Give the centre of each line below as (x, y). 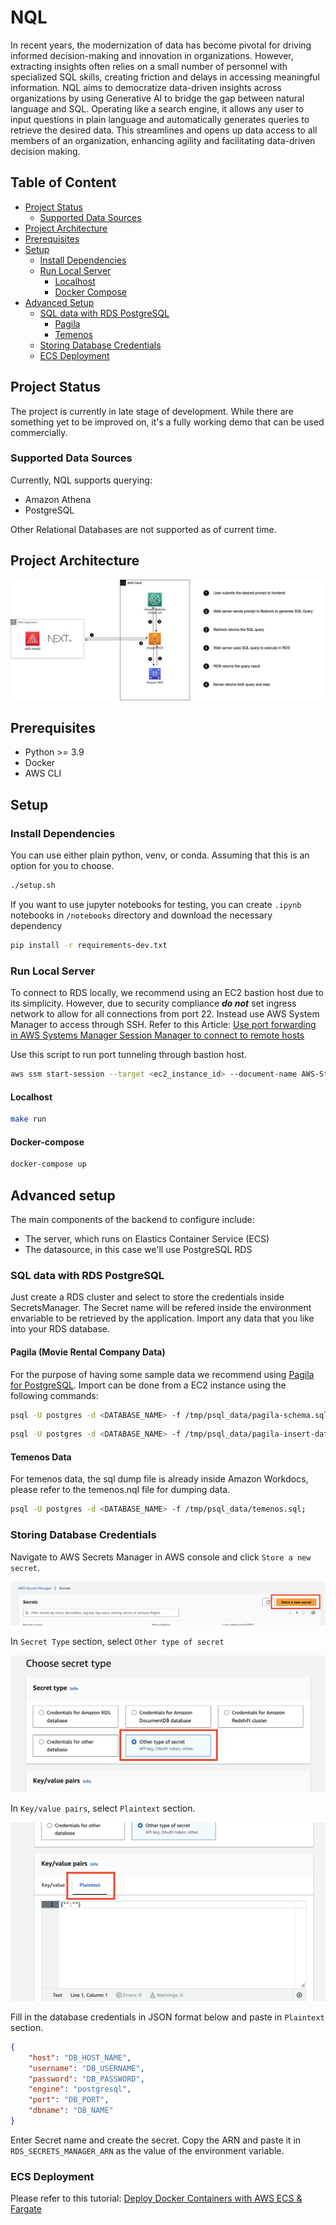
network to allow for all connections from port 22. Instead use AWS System (165, 1014)
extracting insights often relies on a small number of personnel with (149, 66)
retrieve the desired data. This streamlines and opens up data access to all (164, 130)
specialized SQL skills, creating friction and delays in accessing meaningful (165, 77)
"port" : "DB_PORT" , (69, 2100)
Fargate (26, 2209)
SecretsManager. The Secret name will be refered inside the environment (161, 1308)
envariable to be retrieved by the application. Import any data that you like (162, 1318)
